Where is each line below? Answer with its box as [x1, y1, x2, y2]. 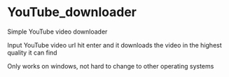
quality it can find [7, 48, 57, 57]
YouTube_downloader [7, 4, 137, 20]
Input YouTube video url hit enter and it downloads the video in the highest [7, 41, 222, 49]
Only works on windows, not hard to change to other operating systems [7, 62, 214, 70]
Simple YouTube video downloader [7, 27, 108, 36]
